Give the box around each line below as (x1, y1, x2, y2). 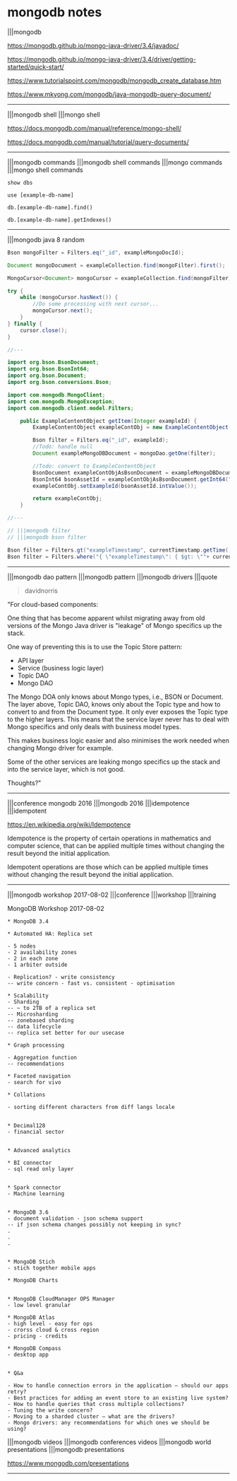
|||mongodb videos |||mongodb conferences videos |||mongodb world (7, 1437, 212, 1446)
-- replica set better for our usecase (7, 1029, 125, 1036)
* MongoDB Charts (7, 1277, 59, 1284)
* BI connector (7, 1159, 52, 1166)
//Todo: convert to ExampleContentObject (32, 463, 157, 470)
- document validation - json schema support (7, 1214, 143, 1222)
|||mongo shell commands (7, 165, 83, 174)
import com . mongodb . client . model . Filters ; (7, 405, 134, 412)
